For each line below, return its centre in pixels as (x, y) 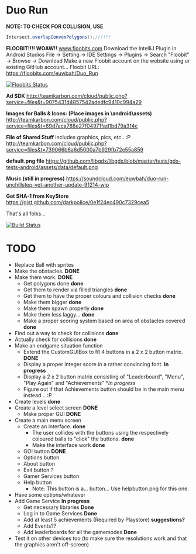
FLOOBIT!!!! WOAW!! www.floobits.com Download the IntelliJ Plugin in (91, 48)
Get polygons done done (53, 283)
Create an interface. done (54, 426)
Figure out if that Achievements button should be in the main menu (104, 389)
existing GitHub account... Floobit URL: (53, 67)
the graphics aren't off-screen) (52, 544)
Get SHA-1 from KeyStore (37, 196)
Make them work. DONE (44, 277)
